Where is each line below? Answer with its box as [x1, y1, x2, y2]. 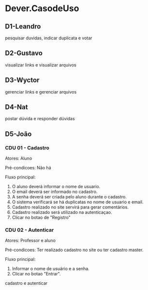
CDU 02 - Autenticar [5, 226, 54, 233]
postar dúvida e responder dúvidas [5, 116, 75, 122]
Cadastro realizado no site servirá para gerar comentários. [12, 204, 129, 210]
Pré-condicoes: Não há [5, 165, 52, 171]
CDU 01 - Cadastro [5, 144, 50, 151]
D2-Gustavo [5, 49, 43, 57]
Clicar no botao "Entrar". [12, 271, 61, 277]
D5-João [5, 129, 32, 138]
